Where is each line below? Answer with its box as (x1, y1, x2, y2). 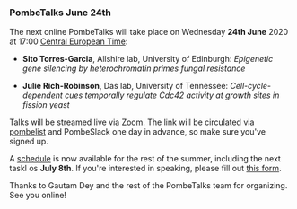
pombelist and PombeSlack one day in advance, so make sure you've (9, 126, 266, 137)
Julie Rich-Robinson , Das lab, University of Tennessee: (22, 81, 229, 91)
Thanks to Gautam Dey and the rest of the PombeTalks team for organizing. (9, 180, 288, 191)
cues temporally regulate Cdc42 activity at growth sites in (64, 90, 280, 100)
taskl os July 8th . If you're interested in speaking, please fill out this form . (9, 163, 282, 174)
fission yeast (22, 100, 70, 110)
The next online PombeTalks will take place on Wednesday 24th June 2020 (9, 27, 289, 38)
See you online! (9, 190, 67, 201)
